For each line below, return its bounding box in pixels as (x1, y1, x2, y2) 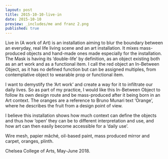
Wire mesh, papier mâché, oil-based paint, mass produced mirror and (5, 133, 150, 139)
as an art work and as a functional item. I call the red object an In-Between (5, 61, 159, 67)
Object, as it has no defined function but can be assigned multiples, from (5, 66, 156, 73)
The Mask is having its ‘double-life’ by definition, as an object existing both (5, 56, 160, 62)
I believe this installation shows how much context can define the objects (5, 112, 157, 118)
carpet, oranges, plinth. (5, 138, 54, 144)
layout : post (5, 7, 33, 13)
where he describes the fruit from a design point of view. (5, 103, 123, 109)
